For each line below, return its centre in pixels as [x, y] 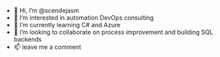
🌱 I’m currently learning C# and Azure [67, 25]
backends [28, 39]
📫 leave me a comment [47, 47]
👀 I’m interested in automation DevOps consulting [84, 18]
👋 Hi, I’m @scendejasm [46, 11]
